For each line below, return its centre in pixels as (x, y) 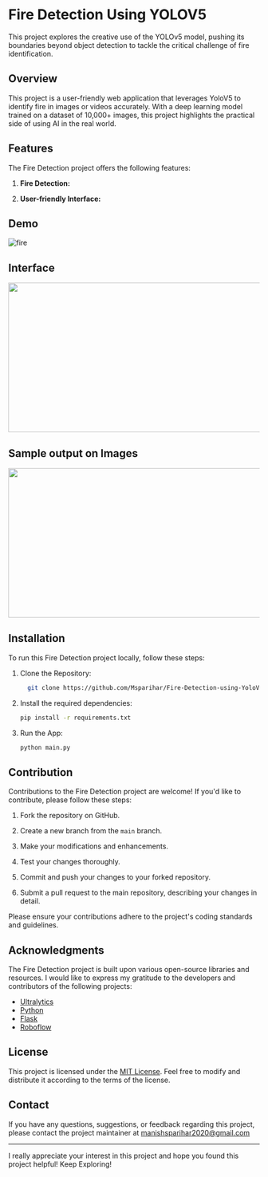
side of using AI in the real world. (63, 123)
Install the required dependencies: (76, 703)
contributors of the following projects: (70, 986)
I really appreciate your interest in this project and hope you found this (124, 1155)
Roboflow (35, 1027)
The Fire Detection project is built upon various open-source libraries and (129, 970)
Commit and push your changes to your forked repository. (115, 877)
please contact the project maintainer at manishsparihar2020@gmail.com (129, 1132)
